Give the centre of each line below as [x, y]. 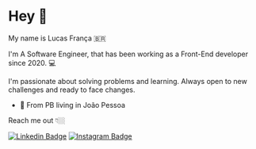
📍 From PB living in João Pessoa [72, 105]
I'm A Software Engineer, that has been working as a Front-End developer [128, 54]
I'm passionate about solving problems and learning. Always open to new [128, 81]
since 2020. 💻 [32, 63]
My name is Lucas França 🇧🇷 [57, 38]
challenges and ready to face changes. [72, 90]
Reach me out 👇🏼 [37, 120]
